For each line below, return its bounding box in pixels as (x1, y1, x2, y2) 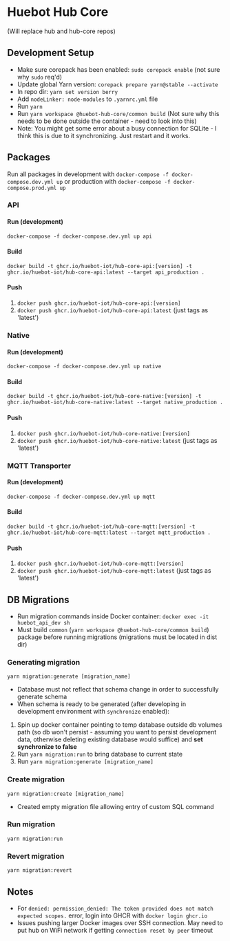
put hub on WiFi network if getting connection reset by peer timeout (17, 926, 213, 934)
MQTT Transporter (7, 461, 71, 470)
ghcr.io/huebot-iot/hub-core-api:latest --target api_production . (7, 269, 205, 276)
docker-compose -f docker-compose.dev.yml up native (7, 363, 162, 370)
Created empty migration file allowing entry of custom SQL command (17, 802, 215, 810)
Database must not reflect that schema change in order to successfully (17, 685, 219, 694)
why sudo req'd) (17, 73, 63, 81)
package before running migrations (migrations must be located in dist (17, 633, 218, 641)
